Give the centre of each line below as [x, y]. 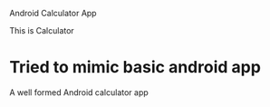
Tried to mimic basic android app [135, 68]
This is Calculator [42, 30]
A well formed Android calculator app [79, 92]
